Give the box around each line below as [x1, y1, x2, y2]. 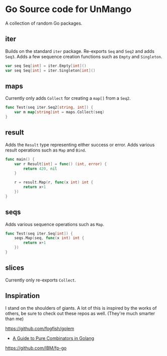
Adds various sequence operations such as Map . [5, 221, 105, 227]
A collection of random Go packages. [5, 20, 82, 26]
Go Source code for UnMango [5, 4, 132, 15]
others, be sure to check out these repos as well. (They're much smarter [5, 310, 155, 316]
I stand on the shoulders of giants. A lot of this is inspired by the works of [5, 305, 157, 311]
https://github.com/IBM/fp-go [5, 345, 67, 351]
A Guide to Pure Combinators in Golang [12, 335, 95, 341]
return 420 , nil [23, 166, 57, 171]
